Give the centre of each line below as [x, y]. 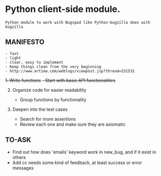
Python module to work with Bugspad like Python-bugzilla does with [78, 22]
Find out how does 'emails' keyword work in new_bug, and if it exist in [84, 152]
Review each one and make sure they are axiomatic [73, 124]
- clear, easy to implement [34, 62]
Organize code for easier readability [49, 90]
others [19, 157]
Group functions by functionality [53, 99]
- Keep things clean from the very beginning [53, 67]
